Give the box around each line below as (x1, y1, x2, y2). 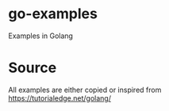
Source (8, 59, 57, 77)
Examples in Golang (8, 31, 74, 40)
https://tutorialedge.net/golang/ (8, 93, 111, 103)
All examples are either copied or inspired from (8, 85, 162, 94)
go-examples (8, 5, 98, 23)
